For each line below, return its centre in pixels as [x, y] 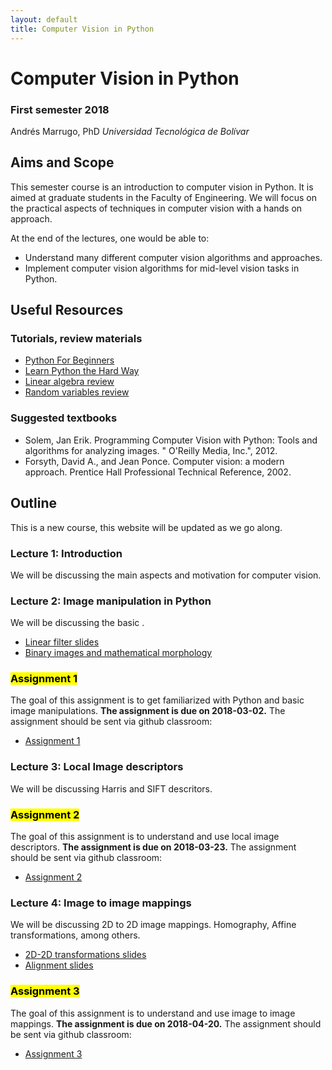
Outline [33, 503]
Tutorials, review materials [76, 339]
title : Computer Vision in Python [82, 29]
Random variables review [77, 392]
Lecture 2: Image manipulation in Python [111, 601]
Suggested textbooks [64, 418]
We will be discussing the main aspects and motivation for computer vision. [166, 575]
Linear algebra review [69, 382]
